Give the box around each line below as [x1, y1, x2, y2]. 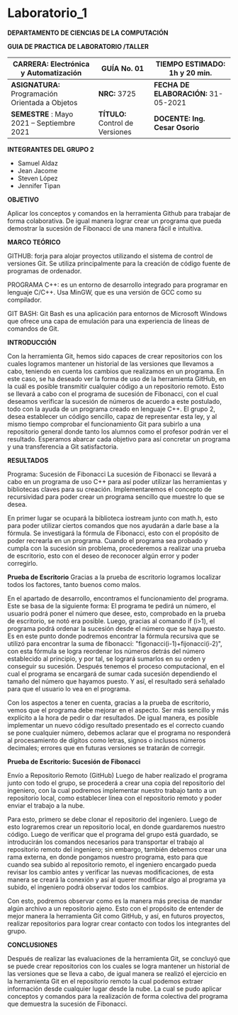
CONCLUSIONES [7, 940, 58, 949]
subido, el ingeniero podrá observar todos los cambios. [7, 882, 169, 891]
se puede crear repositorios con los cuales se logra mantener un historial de [7, 962, 230, 970]
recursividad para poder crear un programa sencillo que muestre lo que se [7, 492, 225, 501]
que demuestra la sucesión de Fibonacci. [7, 999, 127, 1008]
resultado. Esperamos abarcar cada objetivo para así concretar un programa [7, 434, 231, 443]
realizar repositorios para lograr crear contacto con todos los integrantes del [7, 919, 230, 928]
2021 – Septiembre [11, 118, 76, 128]
